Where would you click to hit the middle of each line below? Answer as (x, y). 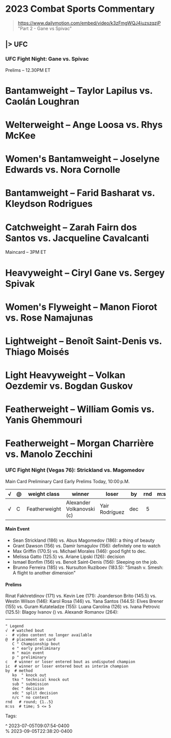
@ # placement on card (31, 640)
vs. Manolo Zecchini (49, 454)
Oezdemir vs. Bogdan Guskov (69, 386)
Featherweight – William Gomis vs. (80, 410)
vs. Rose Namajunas (49, 318)
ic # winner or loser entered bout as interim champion (67, 666)
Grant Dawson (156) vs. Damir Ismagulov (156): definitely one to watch (87, 545)
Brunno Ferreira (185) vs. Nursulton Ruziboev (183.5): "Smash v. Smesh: (88, 567)
